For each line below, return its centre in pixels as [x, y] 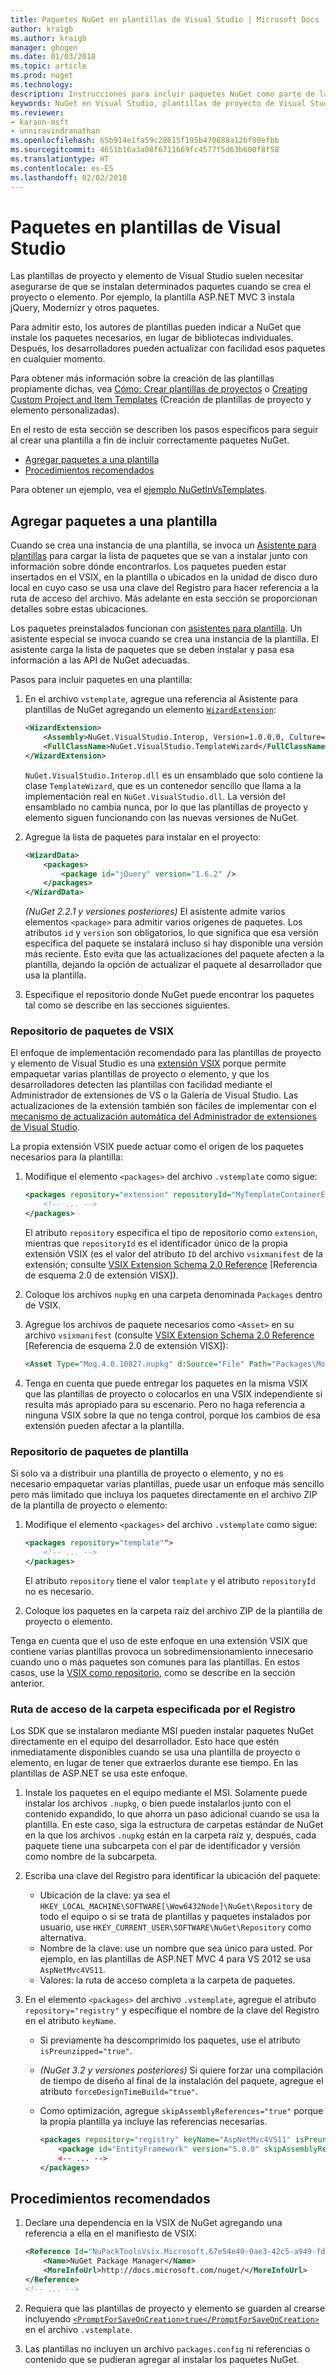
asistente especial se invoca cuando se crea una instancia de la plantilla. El [164, 639]
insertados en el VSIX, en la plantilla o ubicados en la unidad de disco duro [164, 577]
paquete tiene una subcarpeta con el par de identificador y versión [162, 1846]
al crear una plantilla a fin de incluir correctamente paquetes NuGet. [150, 440]
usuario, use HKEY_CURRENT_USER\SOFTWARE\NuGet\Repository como [175, 1927]
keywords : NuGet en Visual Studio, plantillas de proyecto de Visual [158, 103]
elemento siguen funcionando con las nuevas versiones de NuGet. [162, 817]
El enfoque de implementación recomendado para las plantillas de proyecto [166, 1053]
